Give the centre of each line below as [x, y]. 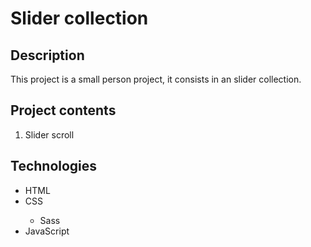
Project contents [63, 110]
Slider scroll [49, 134]
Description [47, 55]
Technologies [54, 166]
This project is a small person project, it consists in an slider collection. [156, 79]
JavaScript [47, 231]
